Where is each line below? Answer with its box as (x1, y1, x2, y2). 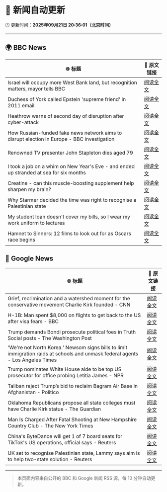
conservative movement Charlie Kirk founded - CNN (7, 301, 131, 308)
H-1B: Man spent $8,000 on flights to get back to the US (7, 312, 141, 319)
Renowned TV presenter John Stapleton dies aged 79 (7, 149, 133, 156)
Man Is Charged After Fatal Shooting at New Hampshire (7, 416, 137, 423)
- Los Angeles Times (7, 356, 57, 363)
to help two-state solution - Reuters (7, 456, 92, 463)
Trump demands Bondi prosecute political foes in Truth (7, 328, 136, 335)
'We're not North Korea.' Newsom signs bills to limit (7, 344, 128, 351)
